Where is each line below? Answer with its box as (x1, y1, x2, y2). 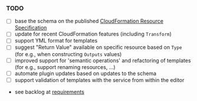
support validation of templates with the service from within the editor (14, 76, 185, 83)
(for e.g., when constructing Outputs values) (14, 50, 122, 57)
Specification (14, 24, 47, 31)
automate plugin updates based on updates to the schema (14, 70, 157, 77)
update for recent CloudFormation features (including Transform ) (14, 31, 172, 38)
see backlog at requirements (14, 88, 84, 95)
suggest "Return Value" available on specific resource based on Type (14, 44, 182, 51)
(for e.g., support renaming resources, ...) (14, 63, 116, 70)
